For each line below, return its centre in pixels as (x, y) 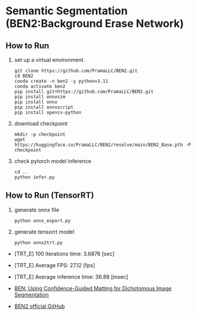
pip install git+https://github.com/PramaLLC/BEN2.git (84, 92)
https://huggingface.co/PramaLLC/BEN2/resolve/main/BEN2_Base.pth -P (103, 145)
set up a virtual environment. (49, 60)
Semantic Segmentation (67, 11)
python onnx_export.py (42, 221)
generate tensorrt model (44, 232)
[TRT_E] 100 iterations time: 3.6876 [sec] (64, 254)
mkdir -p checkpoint (40, 135)
